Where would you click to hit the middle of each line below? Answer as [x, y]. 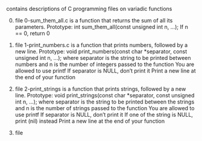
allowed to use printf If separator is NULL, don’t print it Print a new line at [105, 71]
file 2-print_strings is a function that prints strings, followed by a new [100, 89]
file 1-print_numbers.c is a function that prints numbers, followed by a [101, 45]
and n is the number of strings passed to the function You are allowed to [105, 108]
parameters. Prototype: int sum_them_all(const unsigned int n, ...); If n [101, 27]
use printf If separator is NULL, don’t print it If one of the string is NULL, [104, 115]
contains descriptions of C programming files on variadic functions [89, 9]
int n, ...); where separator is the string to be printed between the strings [105, 102]
